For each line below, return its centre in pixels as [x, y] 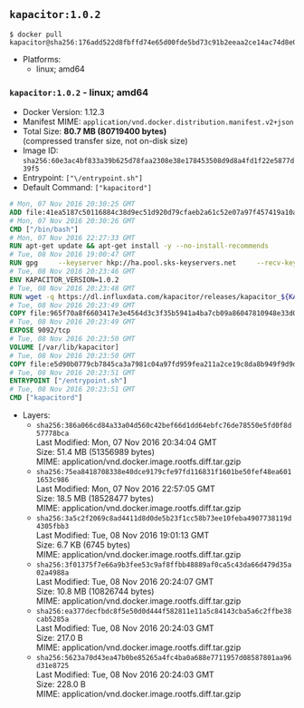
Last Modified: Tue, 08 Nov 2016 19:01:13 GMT [123, 536]
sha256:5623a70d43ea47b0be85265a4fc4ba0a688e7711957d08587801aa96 [164, 658]
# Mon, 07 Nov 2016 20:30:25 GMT [72, 204]
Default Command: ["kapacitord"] [87, 188]
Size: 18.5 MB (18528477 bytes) [95, 499]
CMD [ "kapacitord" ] [46, 398]
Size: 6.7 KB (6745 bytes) [83, 545]
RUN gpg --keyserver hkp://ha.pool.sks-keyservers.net [123, 263]
